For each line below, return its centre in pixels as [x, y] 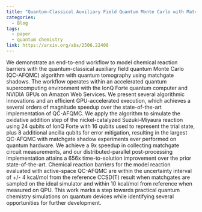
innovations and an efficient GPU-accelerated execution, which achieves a [99, 100]
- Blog [20, 23]
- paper [21, 34]
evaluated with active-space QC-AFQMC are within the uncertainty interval [99, 171]
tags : [13, 29]
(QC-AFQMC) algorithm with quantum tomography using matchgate [90, 75]
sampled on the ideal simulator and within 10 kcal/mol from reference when [99, 183]
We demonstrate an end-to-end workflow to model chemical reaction [92, 62]
